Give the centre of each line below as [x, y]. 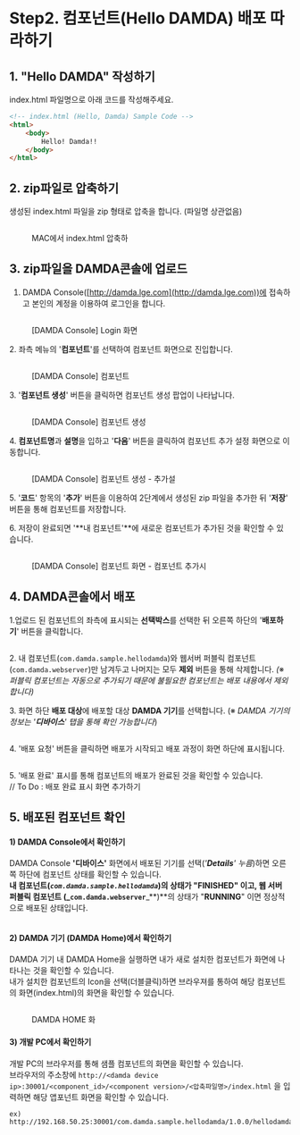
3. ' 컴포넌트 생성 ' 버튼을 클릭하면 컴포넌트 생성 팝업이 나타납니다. [122, 395]
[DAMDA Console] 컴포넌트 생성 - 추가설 [104, 478]
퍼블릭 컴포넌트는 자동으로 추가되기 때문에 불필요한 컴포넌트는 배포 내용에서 [141, 680]
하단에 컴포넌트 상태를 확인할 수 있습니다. [90, 874]
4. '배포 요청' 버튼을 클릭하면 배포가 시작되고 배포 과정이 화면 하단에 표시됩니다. [147, 748]
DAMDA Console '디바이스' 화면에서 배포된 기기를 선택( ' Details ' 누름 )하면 [140, 863]
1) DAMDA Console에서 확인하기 [67, 842]
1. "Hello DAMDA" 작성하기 [83, 76]
